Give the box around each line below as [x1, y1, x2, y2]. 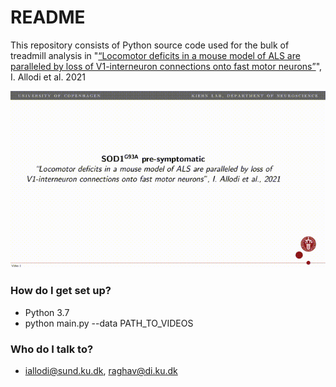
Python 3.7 [24, 306, 70, 318]
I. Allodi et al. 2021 [10, 71, 86, 83]
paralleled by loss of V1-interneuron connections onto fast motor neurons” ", [10, 60, 323, 72]
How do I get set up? [10, 284, 112, 298]
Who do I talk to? [10, 342, 94, 356]
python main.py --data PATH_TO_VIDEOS [24, 317, 194, 329]
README [10, 6, 86, 29]
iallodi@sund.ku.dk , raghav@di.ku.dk [24, 365, 178, 377]
